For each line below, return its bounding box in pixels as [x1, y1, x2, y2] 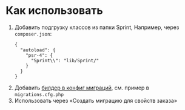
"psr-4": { [25, 52, 53, 58]
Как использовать [5, 4, 104, 18]
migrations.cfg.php [14, 91, 64, 97]
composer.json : [14, 30, 52, 37]
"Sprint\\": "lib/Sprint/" [30, 57, 99, 63]
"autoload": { [20, 47, 56, 53]
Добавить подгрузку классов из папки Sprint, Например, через [14, 24, 180, 31]
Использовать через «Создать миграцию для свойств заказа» [14, 97, 177, 104]
